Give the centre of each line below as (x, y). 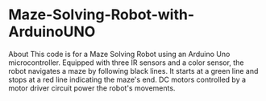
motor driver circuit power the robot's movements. (92, 88)
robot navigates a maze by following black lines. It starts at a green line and (133, 71)
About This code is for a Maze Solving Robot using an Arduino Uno (119, 54)
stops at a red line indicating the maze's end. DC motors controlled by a (127, 79)
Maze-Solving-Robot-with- (102, 15)
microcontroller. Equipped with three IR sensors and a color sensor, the (126, 63)
